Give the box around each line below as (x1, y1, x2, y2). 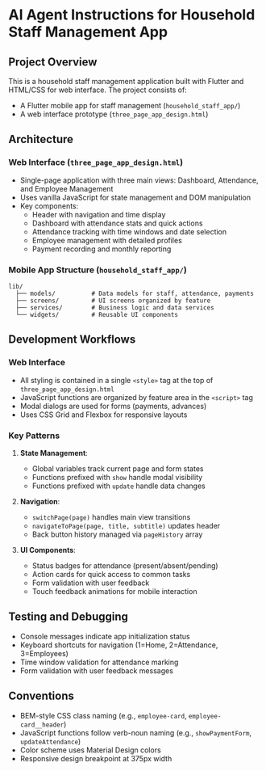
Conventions (8, 689, 75, 703)
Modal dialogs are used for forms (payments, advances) (19, 401, 207, 411)
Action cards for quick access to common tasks (31, 569, 191, 579)
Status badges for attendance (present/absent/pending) (31, 560, 219, 571)
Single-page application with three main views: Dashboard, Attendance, (19, 175, 260, 185)
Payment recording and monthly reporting (31, 244, 172, 254)
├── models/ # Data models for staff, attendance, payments (15, 289, 254, 297)
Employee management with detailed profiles (31, 235, 183, 245)
